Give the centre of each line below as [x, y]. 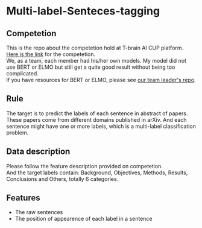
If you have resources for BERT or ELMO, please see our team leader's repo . [101, 80]
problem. [17, 132]
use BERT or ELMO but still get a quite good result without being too [91, 67]
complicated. [23, 73]
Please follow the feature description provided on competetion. [84, 166]
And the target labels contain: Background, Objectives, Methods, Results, [97, 173]
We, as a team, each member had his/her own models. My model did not [96, 61]
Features [23, 198]
